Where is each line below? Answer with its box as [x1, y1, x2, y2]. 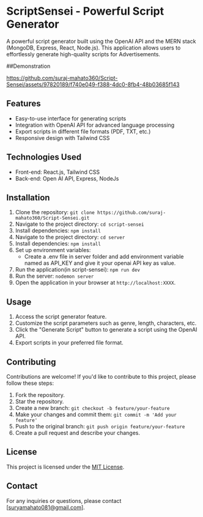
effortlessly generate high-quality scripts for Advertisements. [6, 50, 161, 58]
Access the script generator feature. [15, 313, 107, 321]
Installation [6, 192, 50, 203]
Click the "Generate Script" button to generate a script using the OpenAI [15, 326, 197, 333]
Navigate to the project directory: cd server [15, 234, 125, 241]
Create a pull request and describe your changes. [15, 430, 141, 436]
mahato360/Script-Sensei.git [15, 215, 90, 221]
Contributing [6, 357, 56, 367]
